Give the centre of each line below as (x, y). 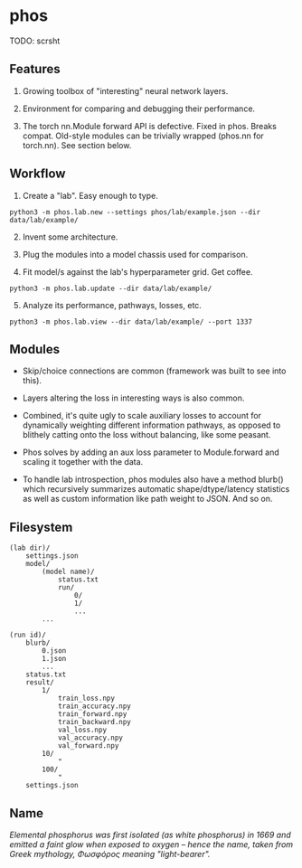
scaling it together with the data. (83, 462)
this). (32, 381)
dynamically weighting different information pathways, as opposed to (151, 425)
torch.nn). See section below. (77, 145)
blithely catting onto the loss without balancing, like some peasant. (146, 435)
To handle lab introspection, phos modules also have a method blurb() (153, 479)
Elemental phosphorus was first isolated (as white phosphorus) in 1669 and (150, 835)
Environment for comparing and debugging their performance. (139, 108)
